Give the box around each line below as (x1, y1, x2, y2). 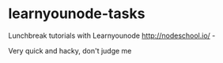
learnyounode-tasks (8, 5, 146, 23)
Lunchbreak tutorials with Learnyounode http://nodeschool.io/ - (8, 31, 216, 40)
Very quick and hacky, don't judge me (8, 46, 132, 55)
